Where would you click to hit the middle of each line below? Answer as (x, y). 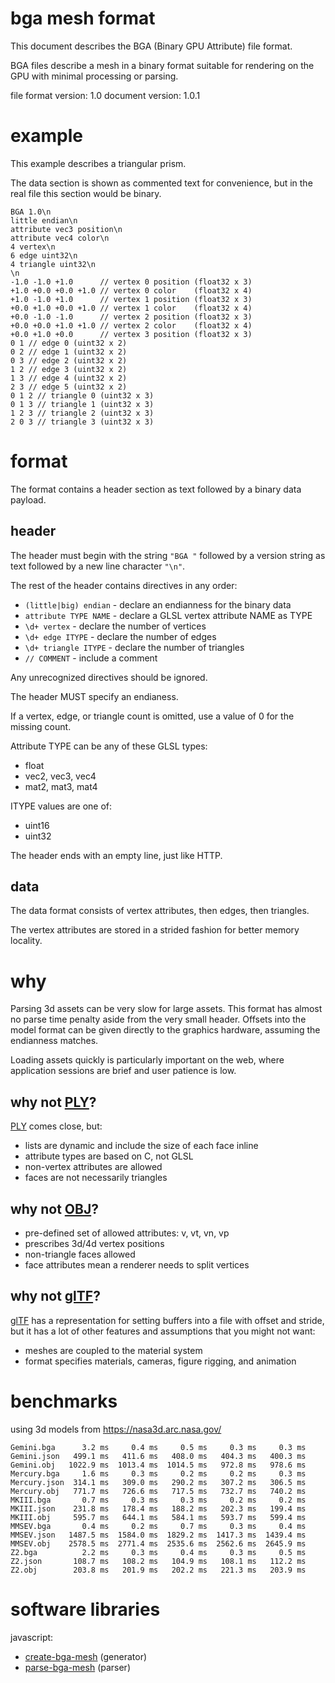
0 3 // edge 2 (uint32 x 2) (69, 360)
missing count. (41, 726)
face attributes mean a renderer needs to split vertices (137, 1265)
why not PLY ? (53, 1102)
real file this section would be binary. (86, 193)
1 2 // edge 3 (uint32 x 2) (69, 369)
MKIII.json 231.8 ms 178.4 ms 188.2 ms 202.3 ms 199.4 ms (158, 1508)
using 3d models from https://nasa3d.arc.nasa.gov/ (116, 1429)
